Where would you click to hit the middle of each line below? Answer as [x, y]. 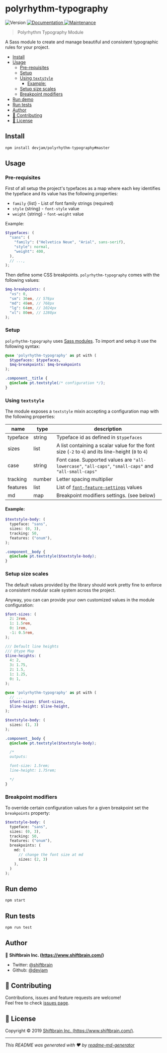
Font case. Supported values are [94, 460]
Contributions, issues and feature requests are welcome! [63, 998]
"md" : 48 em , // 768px [32, 303]
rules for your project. [27, 47]
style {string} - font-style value [46, 209]
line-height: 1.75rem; [33, 771]
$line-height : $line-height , [40, 707]
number [42, 479]
